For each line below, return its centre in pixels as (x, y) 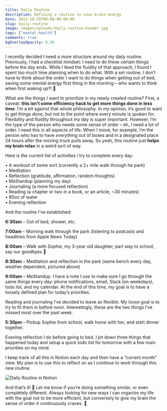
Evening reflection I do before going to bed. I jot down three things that (78, 337)
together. (14, 327)
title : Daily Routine (28, 10)
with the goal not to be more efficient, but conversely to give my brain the (81, 398)
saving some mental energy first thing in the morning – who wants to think (81, 83)
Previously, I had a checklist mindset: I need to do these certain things (77, 62)
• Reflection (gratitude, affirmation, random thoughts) (60, 176)
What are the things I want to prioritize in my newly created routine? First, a (82, 98)
